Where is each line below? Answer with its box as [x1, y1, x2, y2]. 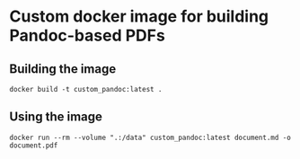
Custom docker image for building [9, 6, 269, 27]
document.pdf [9, 141, 58, 150]
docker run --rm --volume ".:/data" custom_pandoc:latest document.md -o [9, 133, 292, 142]
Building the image [9, 61, 117, 76]
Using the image [9, 110, 103, 125]
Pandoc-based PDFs [9, 25, 166, 46]
